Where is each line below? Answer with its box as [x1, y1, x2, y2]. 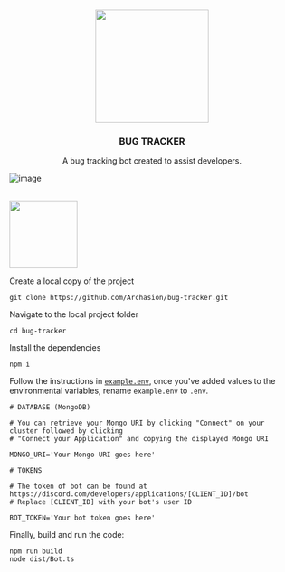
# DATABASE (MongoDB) [9, 403, 91, 412]
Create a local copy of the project [9, 276, 134, 286]
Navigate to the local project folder [9, 309, 138, 320]
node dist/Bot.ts [9, 555, 75, 564]
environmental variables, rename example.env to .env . [9, 385, 209, 397]
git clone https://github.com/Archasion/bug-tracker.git [9, 294, 229, 303]
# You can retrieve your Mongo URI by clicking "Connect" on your [9, 418, 265, 428]
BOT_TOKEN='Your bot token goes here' [9, 513, 156, 523]
